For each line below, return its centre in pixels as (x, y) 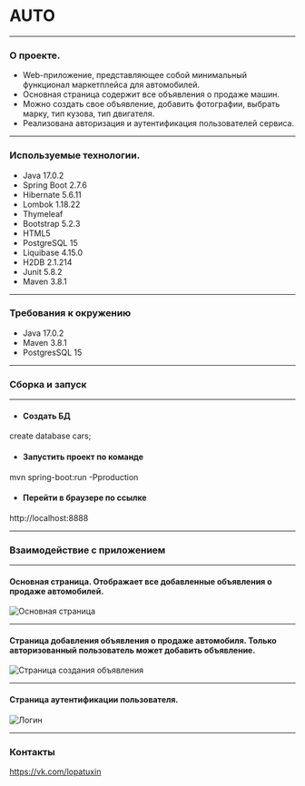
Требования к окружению (70, 313)
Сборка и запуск (48, 384)
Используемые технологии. (75, 155)
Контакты (33, 752)
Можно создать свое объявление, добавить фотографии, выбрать (151, 104)
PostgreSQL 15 (50, 242)
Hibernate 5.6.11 (52, 194)
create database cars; (50, 436)
